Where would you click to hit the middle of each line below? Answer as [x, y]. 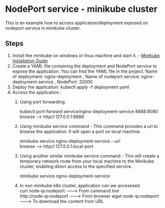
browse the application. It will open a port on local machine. [80, 131]
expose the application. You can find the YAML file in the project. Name [85, 71]
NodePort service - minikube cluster [81, 9]
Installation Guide [30, 61]
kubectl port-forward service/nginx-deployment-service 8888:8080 [89, 111]
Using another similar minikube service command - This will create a [89, 156]
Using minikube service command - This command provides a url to [89, 126]
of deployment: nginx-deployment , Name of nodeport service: [76, 76]
